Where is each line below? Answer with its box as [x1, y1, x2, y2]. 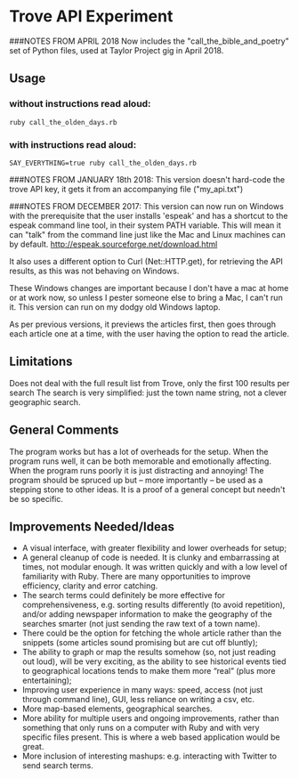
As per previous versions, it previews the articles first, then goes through [9, 319, 276, 329]
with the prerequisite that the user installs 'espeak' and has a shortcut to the [9, 210, 288, 221]
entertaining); [21, 675, 73, 686]
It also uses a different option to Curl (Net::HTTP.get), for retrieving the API [9, 255, 283, 266]
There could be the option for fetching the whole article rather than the [21, 628, 282, 638]
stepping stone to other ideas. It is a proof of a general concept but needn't [9, 483, 286, 495]
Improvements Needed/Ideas [9, 519, 175, 534]
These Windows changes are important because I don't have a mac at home [9, 282, 289, 293]
